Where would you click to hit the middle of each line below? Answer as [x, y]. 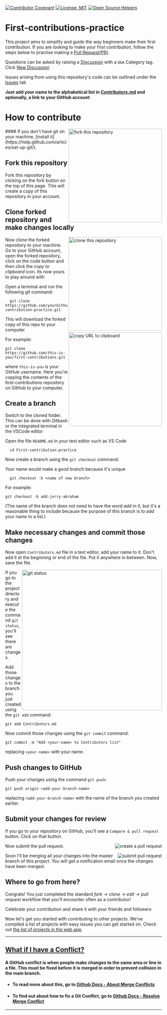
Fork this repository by [28, 175]
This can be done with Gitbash [37, 421]
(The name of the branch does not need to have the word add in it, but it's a [83, 506]
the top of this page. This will [35, 185]
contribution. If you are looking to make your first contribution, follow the [80, 47]
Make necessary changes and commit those [75, 532]
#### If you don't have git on [35, 131]
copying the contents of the [34, 377]
